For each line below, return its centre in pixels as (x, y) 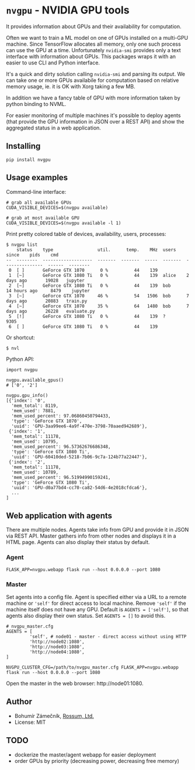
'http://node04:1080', (57, 652)
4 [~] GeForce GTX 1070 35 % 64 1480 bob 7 (99, 306)
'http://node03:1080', (57, 647)
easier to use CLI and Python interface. (53, 63)
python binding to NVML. (36, 104)
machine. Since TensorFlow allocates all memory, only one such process (93, 44)
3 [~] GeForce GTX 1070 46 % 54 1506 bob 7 (99, 296)
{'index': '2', (27, 462)
